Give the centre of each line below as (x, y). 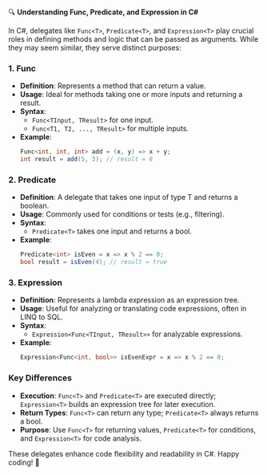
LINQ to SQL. (42, 317)
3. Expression (35, 282)
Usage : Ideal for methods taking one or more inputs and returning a (131, 95)
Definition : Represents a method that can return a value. (113, 86)
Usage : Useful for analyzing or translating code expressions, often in (133, 309)
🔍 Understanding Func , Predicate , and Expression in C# (103, 12)
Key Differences (40, 378)
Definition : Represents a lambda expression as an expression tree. (130, 300)
